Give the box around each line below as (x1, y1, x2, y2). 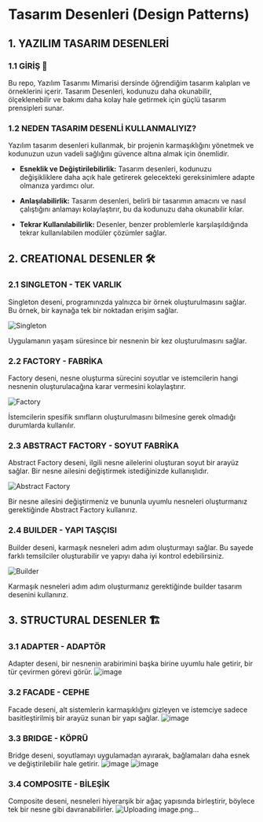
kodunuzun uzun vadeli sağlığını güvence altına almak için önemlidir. (8, 149, 229, 159)
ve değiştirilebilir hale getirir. (8, 759, 100, 769)
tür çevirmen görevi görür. (8, 667, 93, 677)
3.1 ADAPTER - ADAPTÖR (8, 641, 106, 652)
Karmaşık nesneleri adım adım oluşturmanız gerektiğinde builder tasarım (8, 582, 243, 591)
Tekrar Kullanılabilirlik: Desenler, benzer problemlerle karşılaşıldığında (19, 220, 249, 229)
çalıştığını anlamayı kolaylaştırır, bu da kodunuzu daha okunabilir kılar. (19, 204, 245, 214)
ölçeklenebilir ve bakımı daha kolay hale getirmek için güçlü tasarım (8, 94, 226, 104)
